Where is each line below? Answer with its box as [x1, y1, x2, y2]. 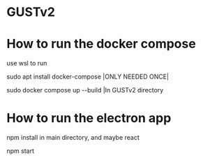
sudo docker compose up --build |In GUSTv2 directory [6, 86, 164, 95]
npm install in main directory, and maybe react [6, 133, 140, 142]
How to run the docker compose [6, 36, 196, 52]
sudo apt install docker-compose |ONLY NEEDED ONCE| [6, 72, 169, 81]
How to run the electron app [6, 111, 172, 126]
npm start [6, 147, 35, 155]
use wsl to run [6, 59, 47, 67]
